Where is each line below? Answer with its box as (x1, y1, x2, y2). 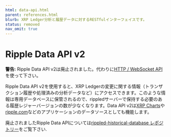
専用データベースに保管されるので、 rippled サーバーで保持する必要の (14, 96, 158, 102)
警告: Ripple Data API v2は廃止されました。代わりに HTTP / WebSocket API (5, 66, 163, 72)
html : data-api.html (5, 7, 50, 13)
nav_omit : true (5, 27, 38, 32)
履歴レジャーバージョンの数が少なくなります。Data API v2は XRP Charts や (9, 103, 165, 109)
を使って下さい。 (5, 73, 41, 79)
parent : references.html (5, 12, 58, 17)
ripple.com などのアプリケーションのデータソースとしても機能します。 (5, 109, 152, 115)
